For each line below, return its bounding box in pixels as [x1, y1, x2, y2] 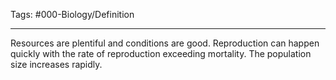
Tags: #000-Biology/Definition [10, 9, 135, 20]
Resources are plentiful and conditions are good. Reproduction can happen [10, 37, 320, 49]
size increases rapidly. [10, 59, 103, 70]
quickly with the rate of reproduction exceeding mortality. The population [10, 48, 312, 59]
